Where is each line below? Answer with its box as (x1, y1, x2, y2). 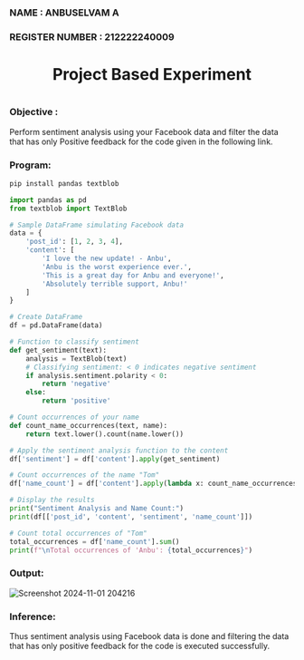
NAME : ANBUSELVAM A (9, 6, 119, 19)
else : (25, 388, 47, 397)
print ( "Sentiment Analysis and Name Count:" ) (9, 504, 184, 513)
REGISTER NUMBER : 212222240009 (9, 30, 175, 43)
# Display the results (9, 496, 95, 505)
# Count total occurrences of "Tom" (9, 529, 147, 538)
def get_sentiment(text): (9, 345, 107, 354)
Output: (9, 567, 44, 579)
